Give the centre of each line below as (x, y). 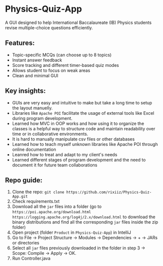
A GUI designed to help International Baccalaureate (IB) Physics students (78, 22)
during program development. (42, 118)
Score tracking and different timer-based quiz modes (65, 65)
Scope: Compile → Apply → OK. (44, 253)
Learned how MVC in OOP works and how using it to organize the (78, 123)
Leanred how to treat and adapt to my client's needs (65, 154)
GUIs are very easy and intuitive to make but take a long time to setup (82, 102)
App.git (20, 197)
